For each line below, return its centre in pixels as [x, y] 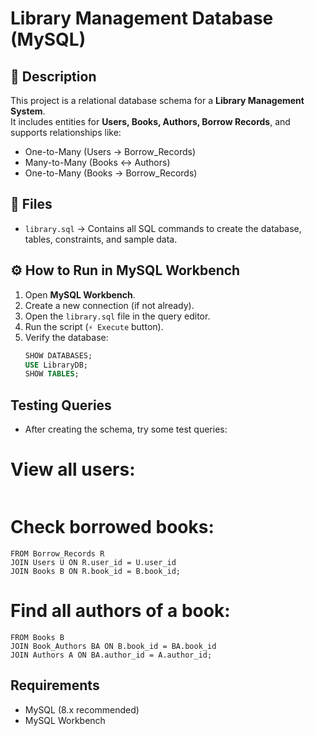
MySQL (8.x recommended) [82, 709]
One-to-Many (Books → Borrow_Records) [111, 173]
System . [28, 111]
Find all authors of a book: [120, 611]
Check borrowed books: [112, 527]
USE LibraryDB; [56, 365]
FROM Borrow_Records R [57, 553]
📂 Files [31, 204]
